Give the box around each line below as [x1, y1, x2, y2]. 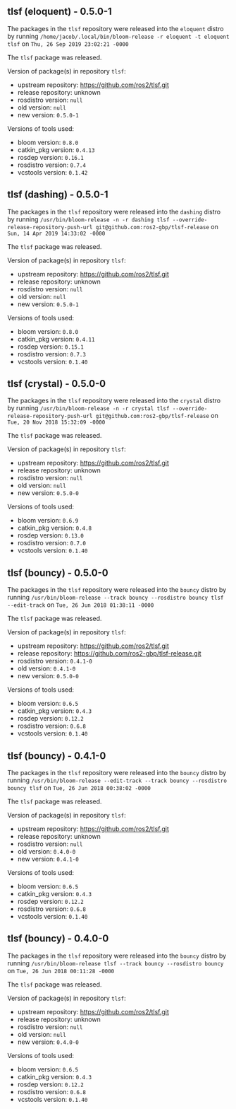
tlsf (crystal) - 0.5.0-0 [7, 378, 106, 390]
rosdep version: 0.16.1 [17, 153, 85, 161]
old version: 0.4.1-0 [17, 664, 76, 673]
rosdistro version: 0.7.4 [17, 161, 87, 169]
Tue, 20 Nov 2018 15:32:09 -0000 [7, 419, 106, 426]
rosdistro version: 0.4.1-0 [17, 657, 93, 666]
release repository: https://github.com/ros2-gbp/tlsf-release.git [17, 649, 202, 658]
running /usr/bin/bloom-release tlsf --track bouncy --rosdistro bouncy [7, 958, 224, 968]
